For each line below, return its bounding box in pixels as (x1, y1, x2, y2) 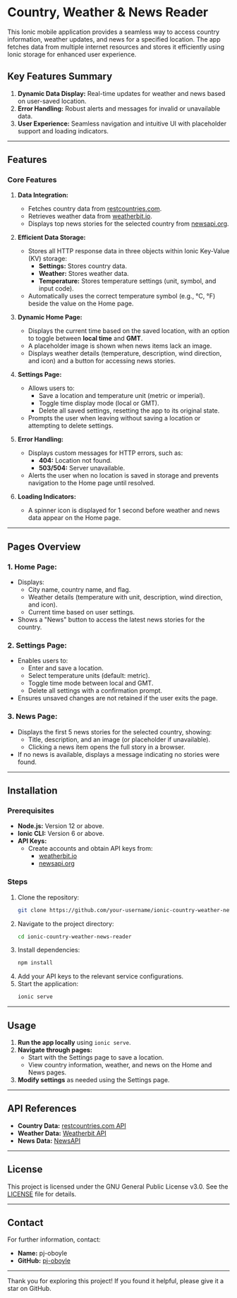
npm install (17, 959, 53, 966)
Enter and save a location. (28, 664, 104, 672)
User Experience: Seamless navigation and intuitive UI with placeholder (17, 119, 227, 128)
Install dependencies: (17, 946, 80, 954)
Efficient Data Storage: (17, 233, 86, 242)
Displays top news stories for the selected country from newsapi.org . (28, 219, 229, 228)
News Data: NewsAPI (17, 1136, 81, 1145)
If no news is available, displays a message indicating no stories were (17, 750, 220, 758)
